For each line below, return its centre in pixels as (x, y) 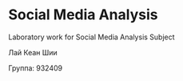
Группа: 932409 (35, 68)
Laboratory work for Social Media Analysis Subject (91, 37)
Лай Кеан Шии (33, 52)
